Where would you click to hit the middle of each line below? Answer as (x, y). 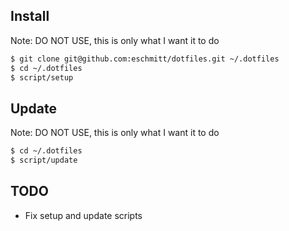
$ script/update (44, 160)
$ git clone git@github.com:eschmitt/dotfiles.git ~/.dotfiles (145, 59)
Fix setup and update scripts (83, 215)
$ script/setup (42, 77)
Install (30, 16)
